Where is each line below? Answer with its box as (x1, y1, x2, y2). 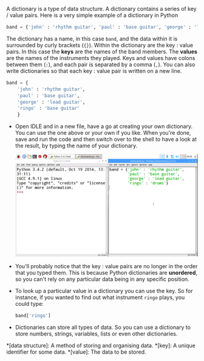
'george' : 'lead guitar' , (17, 99, 86, 105)
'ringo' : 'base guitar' (17, 106, 80, 112)
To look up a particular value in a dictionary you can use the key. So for (15, 287, 193, 294)
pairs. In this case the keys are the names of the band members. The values (6, 48, 197, 55)
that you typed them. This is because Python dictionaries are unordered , (15, 269, 198, 276)
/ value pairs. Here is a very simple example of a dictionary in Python (6, 12, 178, 19)
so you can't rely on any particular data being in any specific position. (15, 275, 189, 283)
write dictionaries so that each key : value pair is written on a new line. (6, 67, 182, 75)
